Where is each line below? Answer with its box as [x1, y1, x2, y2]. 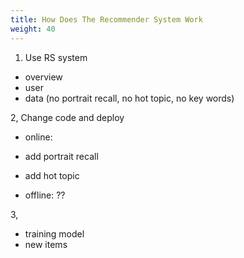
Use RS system [24, 51, 88, 63]
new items [24, 238, 68, 250]
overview [24, 71, 63, 83]
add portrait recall [24, 150, 99, 162]
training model [24, 227, 85, 240]
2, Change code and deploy [10, 111, 125, 123]
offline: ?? [24, 189, 66, 201]
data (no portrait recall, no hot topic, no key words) [24, 92, 235, 104]
